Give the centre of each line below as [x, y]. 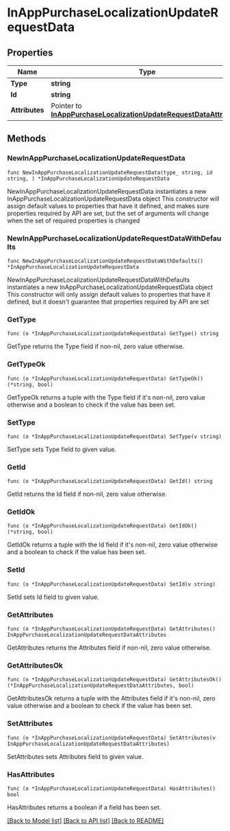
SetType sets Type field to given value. [62, 449]
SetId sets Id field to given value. [53, 597]
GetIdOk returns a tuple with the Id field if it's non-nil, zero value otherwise [112, 545]
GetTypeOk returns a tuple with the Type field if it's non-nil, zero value [106, 397]
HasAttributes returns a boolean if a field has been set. [84, 807]
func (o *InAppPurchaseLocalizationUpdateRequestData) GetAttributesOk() [115, 680]
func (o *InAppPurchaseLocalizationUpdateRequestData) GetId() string [110, 481]
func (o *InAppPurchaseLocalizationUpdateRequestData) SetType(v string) [115, 436]
